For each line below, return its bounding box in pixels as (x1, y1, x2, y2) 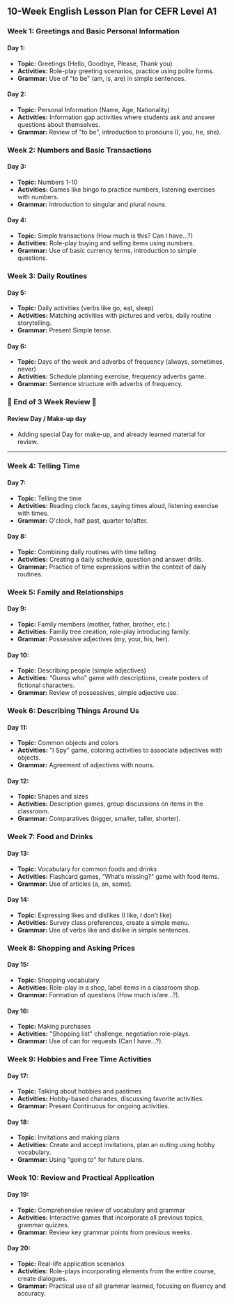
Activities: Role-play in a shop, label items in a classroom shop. (17, 983, 201, 992)
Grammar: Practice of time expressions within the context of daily (17, 562, 207, 571)
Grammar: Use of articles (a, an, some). (17, 880, 132, 888)
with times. (17, 509, 49, 517)
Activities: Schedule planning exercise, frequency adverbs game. (17, 372, 207, 381)
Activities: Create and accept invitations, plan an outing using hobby (17, 1141, 215, 1149)
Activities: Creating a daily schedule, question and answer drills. (17, 555, 203, 563)
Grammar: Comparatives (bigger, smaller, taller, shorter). (17, 815, 181, 823)
